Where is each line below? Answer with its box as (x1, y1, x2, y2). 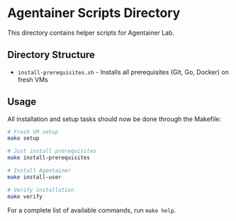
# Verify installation (7, 186, 74, 193)
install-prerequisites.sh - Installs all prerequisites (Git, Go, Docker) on (17, 67, 229, 76)
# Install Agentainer (7, 167, 72, 174)
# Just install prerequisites (7, 147, 97, 155)
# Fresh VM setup (7, 128, 59, 135)
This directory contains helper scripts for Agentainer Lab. (7, 28, 175, 37)
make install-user (7, 174, 62, 181)
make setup (7, 135, 40, 142)
